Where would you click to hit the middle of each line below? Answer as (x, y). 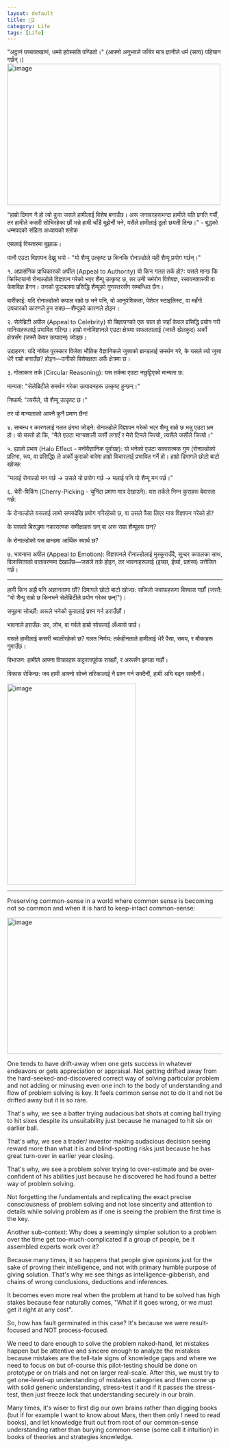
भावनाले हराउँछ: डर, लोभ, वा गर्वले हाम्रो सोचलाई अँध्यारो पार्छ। (74, 625)
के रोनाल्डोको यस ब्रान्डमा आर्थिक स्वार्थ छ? (53, 541)
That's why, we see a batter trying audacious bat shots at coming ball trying (114, 1113)
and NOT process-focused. (70, 1330)
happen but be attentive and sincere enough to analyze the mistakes (104, 1351)
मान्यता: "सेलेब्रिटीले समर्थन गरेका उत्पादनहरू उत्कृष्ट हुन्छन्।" (74, 386)
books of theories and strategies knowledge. (70, 1437)
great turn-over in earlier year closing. (61, 1156)
